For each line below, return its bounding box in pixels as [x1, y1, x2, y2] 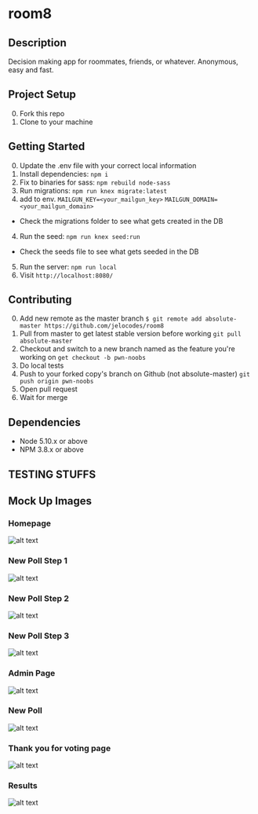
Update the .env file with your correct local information [19, 160, 197, 170]
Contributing [8, 293, 72, 306]
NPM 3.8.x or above [19, 445, 84, 454]
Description [8, 36, 67, 49]
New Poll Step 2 [8, 592, 69, 603]
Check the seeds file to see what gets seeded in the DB [19, 247, 199, 256]
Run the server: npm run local [19, 262, 118, 271]
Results [8, 780, 38, 791]
